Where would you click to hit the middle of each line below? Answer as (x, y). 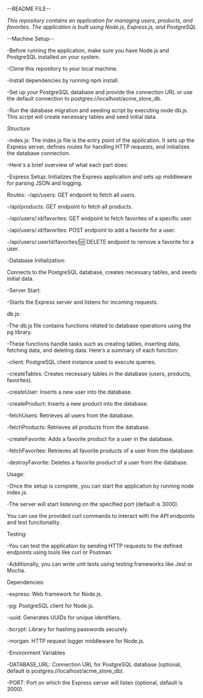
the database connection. (39, 153)
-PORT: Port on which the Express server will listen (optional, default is (95, 683)
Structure (19, 129)
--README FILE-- (29, 9)
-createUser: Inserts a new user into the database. (69, 392)
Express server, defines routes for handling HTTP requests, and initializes (98, 147)
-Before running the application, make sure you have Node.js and (88, 50)
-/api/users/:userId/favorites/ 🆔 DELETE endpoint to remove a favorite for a (100, 242)
